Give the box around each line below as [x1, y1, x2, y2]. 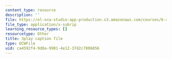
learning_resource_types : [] [5, 27, 68, 32]
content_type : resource [5, 7, 56, 13]
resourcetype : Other [5, 31, 50, 36]
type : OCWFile [5, 41, 36, 46]
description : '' [5, 12, 40, 17]
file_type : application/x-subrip [5, 22, 77, 27]
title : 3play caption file [5, 36, 63, 42]
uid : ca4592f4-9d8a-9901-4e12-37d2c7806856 [5, 46, 100, 51]
